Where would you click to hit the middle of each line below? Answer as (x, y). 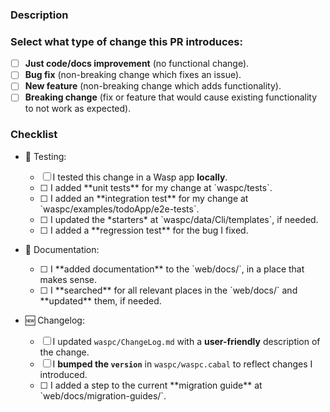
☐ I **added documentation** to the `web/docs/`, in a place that (172, 269)
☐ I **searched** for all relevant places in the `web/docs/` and (168, 290)
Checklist (34, 135)
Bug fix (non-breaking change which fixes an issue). (133, 75)
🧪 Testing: (45, 156)
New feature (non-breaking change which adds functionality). (153, 86)
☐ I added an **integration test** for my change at (144, 198)
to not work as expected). (78, 109)
